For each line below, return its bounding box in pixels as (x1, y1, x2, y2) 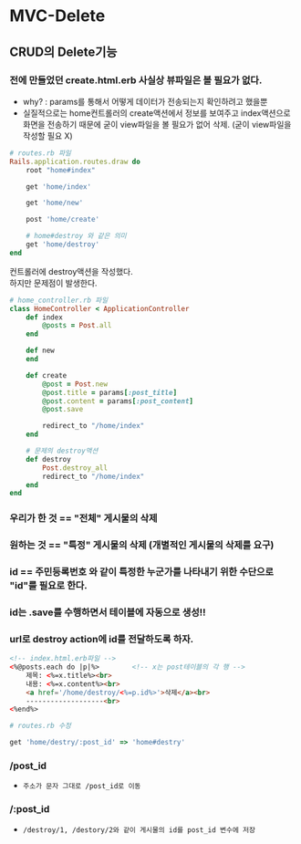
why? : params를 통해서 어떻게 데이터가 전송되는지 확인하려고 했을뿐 (22, 96, 268, 107)
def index (26, 312, 64, 322)
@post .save (42, 405, 84, 414)
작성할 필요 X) (22, 130, 73, 141)
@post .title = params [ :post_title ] (42, 388, 178, 397)
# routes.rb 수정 (9, 722, 71, 731)
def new (26, 346, 55, 356)
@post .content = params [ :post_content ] (42, 396, 194, 406)
